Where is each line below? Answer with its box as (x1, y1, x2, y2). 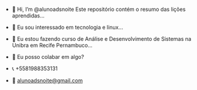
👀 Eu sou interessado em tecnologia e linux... (11, 24, 123, 31)
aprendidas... (11, 12, 45, 19)
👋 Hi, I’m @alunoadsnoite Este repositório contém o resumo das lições (11, 6, 186, 13)
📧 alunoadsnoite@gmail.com (11, 77, 83, 84)
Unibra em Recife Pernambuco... (11, 42, 93, 49)
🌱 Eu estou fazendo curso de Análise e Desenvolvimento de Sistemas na (11, 35, 192, 42)
